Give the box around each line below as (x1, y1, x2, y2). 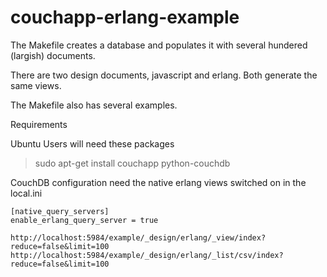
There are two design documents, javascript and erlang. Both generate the (10, 69, 318, 81)
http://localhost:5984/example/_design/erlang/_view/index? (10, 232, 267, 243)
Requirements (10, 118, 68, 130)
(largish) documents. (10, 49, 96, 61)
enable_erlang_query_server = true (10, 215, 159, 225)
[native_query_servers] (10, 206, 110, 216)
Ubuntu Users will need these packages (10, 137, 175, 150)
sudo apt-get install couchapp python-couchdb (34, 157, 231, 169)
